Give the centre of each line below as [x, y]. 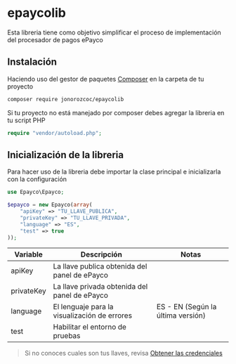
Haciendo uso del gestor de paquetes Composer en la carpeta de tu [106, 79]
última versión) [181, 316]
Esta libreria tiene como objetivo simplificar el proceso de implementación [114, 32]
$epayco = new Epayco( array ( [50, 205]
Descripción [101, 254]
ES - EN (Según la [186, 307]
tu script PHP [26, 120]
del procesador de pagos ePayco [55, 39]
